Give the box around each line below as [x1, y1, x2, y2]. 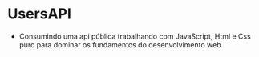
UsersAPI [7, 5, 71, 23]
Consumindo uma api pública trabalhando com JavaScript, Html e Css [18, 31, 252, 41]
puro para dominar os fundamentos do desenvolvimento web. [18, 39, 224, 49]
